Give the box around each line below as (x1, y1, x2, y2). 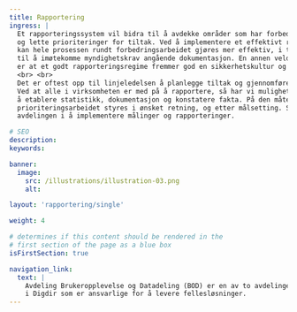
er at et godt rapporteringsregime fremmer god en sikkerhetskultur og (17, 63, 287, 72)
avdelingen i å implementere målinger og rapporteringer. (17, 111, 236, 120)
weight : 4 (9, 217, 46, 225)
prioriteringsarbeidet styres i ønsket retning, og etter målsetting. (17, 103, 283, 112)
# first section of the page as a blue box (9, 240, 172, 249)
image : (17, 168, 42, 177)
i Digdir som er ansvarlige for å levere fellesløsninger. (25, 289, 247, 299)
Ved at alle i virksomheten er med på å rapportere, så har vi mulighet (17, 87, 291, 95)
